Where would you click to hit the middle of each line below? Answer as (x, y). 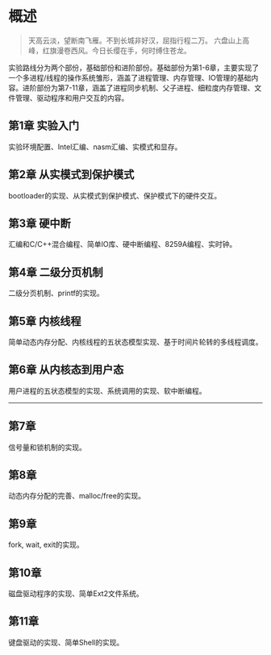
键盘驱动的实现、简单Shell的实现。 (66, 642)
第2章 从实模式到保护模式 (71, 175)
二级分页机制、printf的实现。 (56, 293)
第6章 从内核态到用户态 (66, 370)
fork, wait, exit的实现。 (46, 544)
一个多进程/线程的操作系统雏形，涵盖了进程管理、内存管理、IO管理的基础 (130, 77)
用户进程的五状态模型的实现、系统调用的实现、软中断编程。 (107, 390)
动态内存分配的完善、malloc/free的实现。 (77, 496)
